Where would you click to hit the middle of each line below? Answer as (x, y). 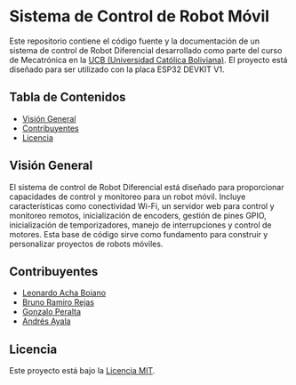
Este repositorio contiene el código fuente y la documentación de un (135, 41)
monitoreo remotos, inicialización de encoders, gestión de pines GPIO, (138, 215)
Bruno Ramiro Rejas (58, 302)
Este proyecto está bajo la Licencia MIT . (82, 371)
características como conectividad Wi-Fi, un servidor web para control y (142, 205)
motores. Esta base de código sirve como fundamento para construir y (139, 234)
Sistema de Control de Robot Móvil (139, 16)
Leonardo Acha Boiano (64, 293)
